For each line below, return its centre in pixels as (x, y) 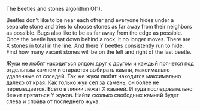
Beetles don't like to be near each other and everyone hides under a (90, 20)
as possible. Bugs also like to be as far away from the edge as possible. (94, 33)
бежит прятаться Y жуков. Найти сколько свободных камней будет (93, 95)
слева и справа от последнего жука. (53, 101)
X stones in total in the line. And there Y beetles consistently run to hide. (95, 45)
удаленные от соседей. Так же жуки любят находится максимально (94, 76)
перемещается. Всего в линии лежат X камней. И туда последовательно (99, 89)
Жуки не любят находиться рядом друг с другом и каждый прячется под (100, 63)
